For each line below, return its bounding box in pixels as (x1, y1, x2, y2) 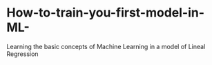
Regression (6, 50, 39, 58)
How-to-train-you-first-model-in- (6, 5, 205, 21)
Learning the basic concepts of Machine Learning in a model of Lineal (6, 42, 206, 50)
